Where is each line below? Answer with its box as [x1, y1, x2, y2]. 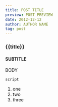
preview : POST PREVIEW [5, 12, 53, 17]
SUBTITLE [5, 56, 27, 62]
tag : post [5, 26, 26, 32]
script [5, 77, 19, 82]
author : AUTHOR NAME [5, 21, 49, 27]
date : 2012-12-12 [5, 17, 42, 22]
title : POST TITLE [5, 7, 44, 13]
